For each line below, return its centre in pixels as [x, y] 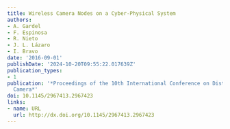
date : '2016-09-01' [35, 58]
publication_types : [35, 70]
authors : [20, 20]
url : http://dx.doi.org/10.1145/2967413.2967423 [84, 115]
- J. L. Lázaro [29, 45]
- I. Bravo [23, 52]
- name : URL [24, 109]
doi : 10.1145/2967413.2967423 [50, 96]
